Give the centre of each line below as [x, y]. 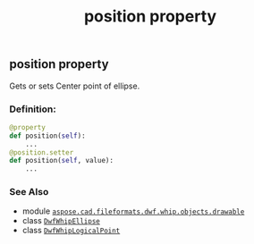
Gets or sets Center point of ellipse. [75, 86]
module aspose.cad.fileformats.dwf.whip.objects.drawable [133, 211]
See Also [29, 192]
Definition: [33, 109]
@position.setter [42, 152]
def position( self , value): [62, 161]
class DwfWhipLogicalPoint [71, 231]
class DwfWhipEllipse [61, 221]
